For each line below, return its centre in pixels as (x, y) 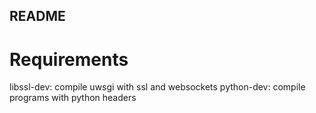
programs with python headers (73, 98)
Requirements (69, 59)
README (37, 16)
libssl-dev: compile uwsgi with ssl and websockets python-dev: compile (157, 87)
